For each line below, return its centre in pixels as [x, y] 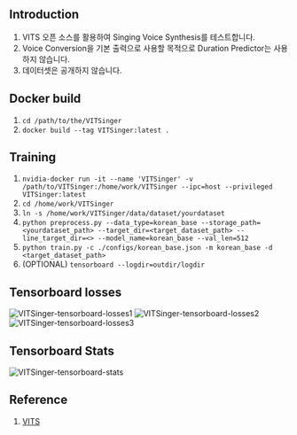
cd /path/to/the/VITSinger [72, 120]
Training [33, 157]
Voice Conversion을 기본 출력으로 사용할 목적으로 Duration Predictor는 [147, 48]
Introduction [44, 15]
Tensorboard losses [66, 292]
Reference [39, 400]
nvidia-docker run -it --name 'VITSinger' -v [107, 179]
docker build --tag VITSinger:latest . [96, 130]
